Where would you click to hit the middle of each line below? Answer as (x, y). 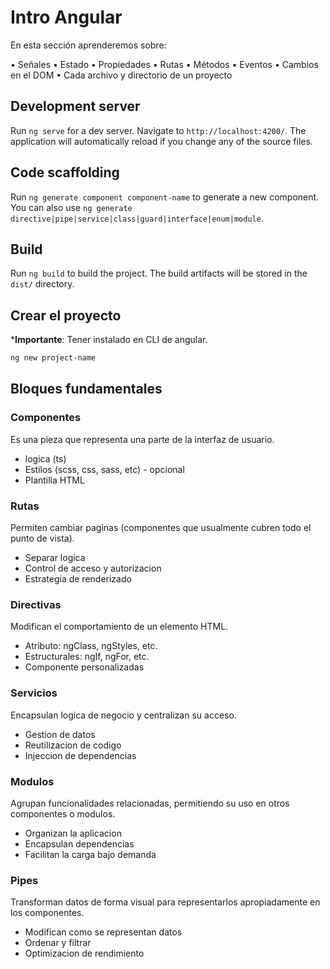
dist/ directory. (42, 284)
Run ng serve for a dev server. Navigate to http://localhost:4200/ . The (158, 130)
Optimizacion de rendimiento (84, 953)
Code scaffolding (65, 172)
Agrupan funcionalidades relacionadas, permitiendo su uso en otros (150, 803)
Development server (75, 106)
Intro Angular (66, 17)
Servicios (34, 693)
